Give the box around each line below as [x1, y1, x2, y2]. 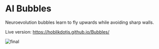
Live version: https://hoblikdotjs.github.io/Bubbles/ [5, 29, 109, 35]
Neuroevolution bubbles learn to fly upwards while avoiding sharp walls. [5, 19, 154, 25]
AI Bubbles [5, 3, 52, 14]
